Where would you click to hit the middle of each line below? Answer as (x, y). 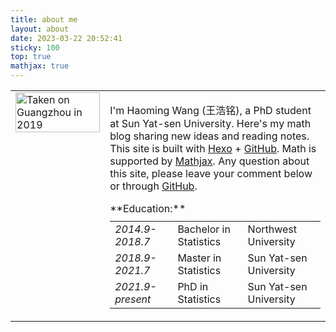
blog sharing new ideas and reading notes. (209, 136)
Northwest (272, 229)
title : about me (44, 19)
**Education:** (148, 208)
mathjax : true (40, 66)
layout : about (40, 29)
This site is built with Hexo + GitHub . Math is (213, 148)
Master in (199, 258)
